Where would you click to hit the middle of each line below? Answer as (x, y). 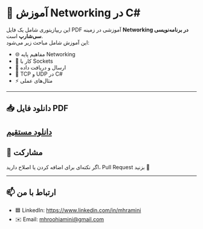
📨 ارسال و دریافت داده (40, 67)
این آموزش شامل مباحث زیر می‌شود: (48, 42)
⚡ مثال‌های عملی (34, 80)
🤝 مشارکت (24, 153)
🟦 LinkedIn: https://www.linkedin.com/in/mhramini (78, 210)
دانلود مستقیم (29, 132)
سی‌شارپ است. (25, 36)
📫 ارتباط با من (31, 192)
